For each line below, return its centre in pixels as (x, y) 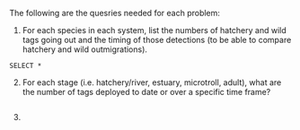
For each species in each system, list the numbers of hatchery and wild (154, 30)
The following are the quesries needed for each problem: (115, 13)
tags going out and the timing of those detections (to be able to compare (157, 40)
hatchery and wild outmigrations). (85, 49)
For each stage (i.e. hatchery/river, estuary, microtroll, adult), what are (152, 82)
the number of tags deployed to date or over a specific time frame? (146, 92)
